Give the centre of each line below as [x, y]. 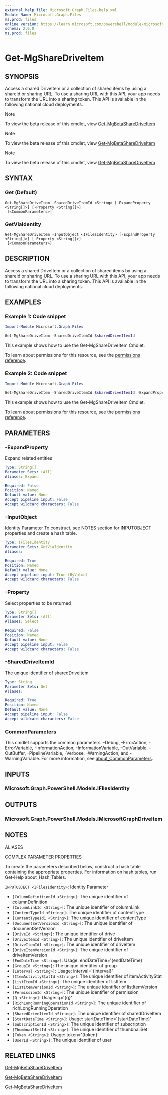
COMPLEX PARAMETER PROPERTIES [44, 857]
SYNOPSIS [22, 76]
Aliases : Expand [22, 476]
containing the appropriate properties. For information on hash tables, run [81, 872]
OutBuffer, [16, 753]
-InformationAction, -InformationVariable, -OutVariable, [91, 748]
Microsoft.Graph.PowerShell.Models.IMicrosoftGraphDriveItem [84, 819]
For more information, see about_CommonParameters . [97, 759]
